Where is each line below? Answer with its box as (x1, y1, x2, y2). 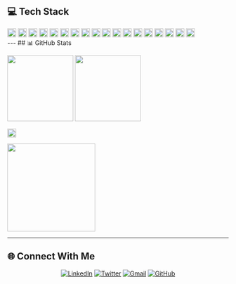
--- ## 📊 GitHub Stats (7, 38, 72, 47)
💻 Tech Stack (7, 6, 70, 18)
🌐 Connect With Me (7, 250, 96, 262)
